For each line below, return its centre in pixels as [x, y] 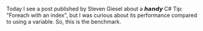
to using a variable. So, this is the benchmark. [64, 22]
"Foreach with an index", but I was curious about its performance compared [102, 15]
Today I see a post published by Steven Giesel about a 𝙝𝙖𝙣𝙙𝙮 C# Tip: [95, 9]
